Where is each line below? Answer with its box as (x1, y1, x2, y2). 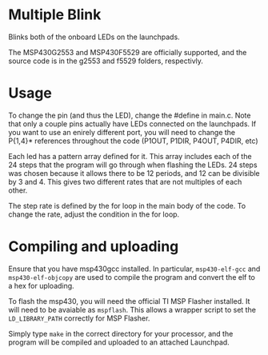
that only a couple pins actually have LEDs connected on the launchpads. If (8, 118, 257, 129)
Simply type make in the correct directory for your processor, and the (8, 329, 234, 338)
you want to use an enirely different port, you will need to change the (8, 127, 236, 137)
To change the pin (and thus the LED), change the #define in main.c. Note (8, 110, 251, 120)
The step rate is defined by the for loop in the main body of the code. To (8, 201, 246, 210)
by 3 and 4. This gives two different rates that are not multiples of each (8, 177, 242, 186)
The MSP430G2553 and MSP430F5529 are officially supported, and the (8, 47, 247, 57)
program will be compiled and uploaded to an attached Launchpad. (8, 337, 230, 347)
